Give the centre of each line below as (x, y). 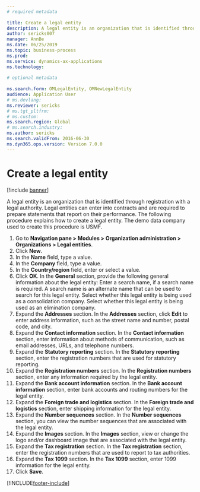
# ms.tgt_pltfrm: (28, 111)
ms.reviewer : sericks (34, 105)
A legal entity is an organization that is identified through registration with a (99, 201)
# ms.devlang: (24, 100)
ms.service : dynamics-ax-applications (55, 61)
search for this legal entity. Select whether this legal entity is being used (103, 295)
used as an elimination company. (55, 307)
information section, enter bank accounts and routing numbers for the (101, 389)
